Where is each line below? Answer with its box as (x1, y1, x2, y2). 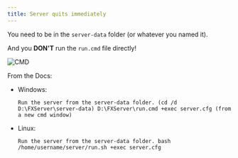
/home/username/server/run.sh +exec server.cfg (17, 144, 161, 151)
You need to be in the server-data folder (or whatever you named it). (7, 30, 208, 38)
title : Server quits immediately (7, 10, 107, 18)
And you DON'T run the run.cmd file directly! (7, 43, 137, 52)
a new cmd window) (17, 111, 72, 118)
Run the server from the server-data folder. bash (17, 137, 171, 144)
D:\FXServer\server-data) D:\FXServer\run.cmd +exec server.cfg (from (17, 105, 232, 112)
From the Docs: (7, 71, 53, 80)
